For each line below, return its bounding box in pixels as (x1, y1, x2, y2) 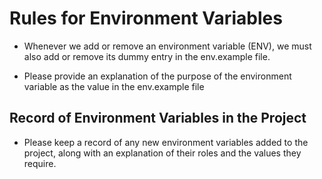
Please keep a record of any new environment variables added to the (23, 136, 309, 148)
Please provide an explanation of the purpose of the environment (23, 70, 292, 82)
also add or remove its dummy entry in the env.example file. (23, 50, 271, 62)
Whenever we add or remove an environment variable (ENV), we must (23, 40, 312, 52)
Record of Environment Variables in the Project (9, 110, 307, 127)
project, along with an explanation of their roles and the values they (23, 147, 302, 159)
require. (23, 157, 57, 169)
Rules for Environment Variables (9, 7, 283, 30)
